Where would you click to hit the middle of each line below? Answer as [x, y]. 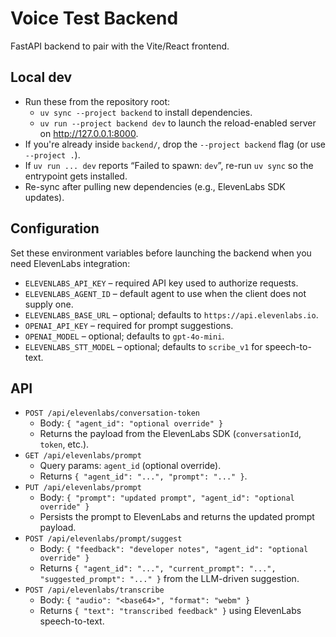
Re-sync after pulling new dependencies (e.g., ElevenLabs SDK [155, 186]
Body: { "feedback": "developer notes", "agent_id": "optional [174, 549]
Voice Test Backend [94, 18]
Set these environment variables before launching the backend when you [161, 253]
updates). [44, 197]
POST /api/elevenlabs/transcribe [94, 590]
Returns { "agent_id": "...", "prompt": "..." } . [143, 476]
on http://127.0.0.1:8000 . [89, 133]
